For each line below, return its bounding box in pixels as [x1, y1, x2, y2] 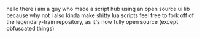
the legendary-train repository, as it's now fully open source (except [6, 18, 179, 25]
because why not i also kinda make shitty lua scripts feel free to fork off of [6, 12, 194, 19]
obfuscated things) [6, 25, 55, 32]
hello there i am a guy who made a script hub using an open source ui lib [6, 6, 190, 12]
